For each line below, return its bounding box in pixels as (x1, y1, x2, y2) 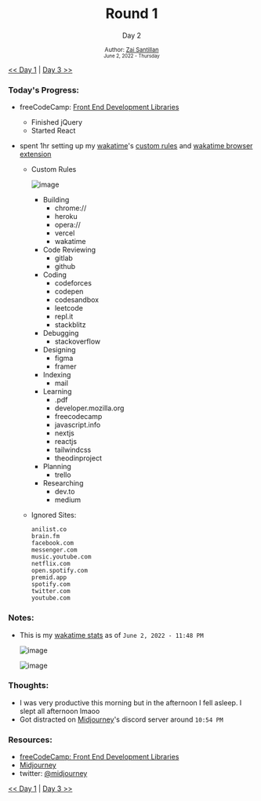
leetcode (54, 304, 84, 313)
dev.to (54, 487, 75, 497)
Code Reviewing (42, 245, 96, 255)
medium (54, 495, 82, 504)
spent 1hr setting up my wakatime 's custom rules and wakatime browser (19, 141, 253, 151)
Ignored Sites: (31, 511, 77, 520)
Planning (42, 462, 72, 471)
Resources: (8, 734, 53, 745)
